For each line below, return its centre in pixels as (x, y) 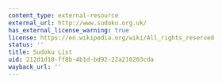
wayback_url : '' (35, 67)
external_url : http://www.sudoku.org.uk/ (78, 23)
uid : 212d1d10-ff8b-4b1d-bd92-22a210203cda (81, 60)
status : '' (26, 45)
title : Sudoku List (40, 52)
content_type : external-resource (63, 15)
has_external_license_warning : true (69, 30)
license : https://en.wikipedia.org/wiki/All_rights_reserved (111, 38)
